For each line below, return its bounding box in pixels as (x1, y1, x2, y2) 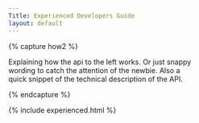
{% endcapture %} (8, 89, 71, 99)
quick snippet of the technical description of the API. (8, 74, 184, 84)
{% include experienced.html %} (8, 105, 117, 115)
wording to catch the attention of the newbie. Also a (8, 65, 180, 75)
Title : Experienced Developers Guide (8, 11, 135, 20)
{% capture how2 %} (8, 41, 79, 51)
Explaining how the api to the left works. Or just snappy (8, 57, 192, 67)
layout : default (8, 19, 63, 27)
